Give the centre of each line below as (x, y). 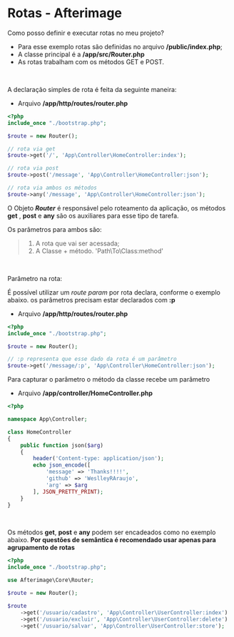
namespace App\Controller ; (47, 419)
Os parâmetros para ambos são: (55, 229)
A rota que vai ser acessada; (77, 243)
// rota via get (31, 149)
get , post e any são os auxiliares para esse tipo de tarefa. (93, 215)
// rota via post (33, 168)
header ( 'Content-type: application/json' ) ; (98, 459)
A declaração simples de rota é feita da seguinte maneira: (92, 89)
